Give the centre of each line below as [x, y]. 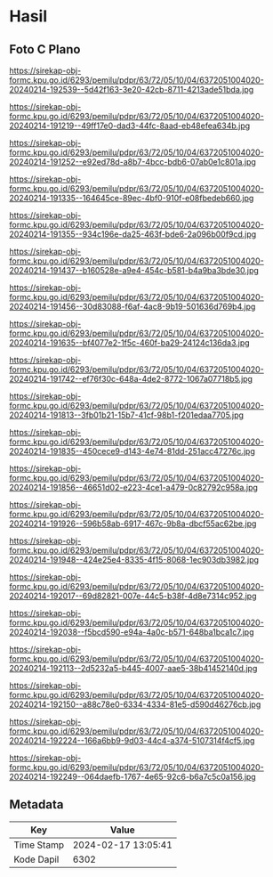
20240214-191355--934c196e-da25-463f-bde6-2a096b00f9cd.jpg [133, 234]
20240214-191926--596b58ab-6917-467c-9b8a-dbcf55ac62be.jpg [133, 524]
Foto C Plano [45, 49]
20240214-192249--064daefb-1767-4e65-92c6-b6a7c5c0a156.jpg [132, 777]
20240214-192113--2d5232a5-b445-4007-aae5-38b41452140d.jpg [133, 668]
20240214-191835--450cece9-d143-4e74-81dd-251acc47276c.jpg [132, 451]
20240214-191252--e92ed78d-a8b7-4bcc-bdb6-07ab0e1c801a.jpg [132, 162]
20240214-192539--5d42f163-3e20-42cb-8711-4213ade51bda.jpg [132, 89]
